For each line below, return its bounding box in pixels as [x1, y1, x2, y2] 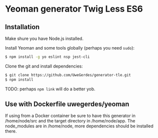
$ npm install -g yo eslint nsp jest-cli [5, 54, 90, 59]
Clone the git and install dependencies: [5, 63, 83, 69]
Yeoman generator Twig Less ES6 [5, 3, 143, 15]
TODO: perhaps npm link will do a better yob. [5, 86, 95, 92]
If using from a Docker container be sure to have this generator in [5, 113, 136, 119]
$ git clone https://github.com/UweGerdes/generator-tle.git [5, 72, 131, 77]
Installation [5, 23, 40, 31]
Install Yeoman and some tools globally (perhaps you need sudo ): [5, 45, 135, 51]
